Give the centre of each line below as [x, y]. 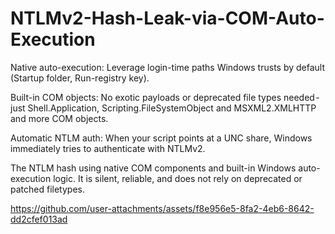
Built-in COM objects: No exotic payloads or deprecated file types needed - [165, 97]
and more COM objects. [59, 118]
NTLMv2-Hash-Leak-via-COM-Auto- [167, 18]
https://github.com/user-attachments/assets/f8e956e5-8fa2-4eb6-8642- [162, 208]
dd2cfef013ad [39, 219]
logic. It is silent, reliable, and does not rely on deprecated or [178, 178]
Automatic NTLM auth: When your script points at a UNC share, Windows [161, 138]
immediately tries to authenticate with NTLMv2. [108, 148]
